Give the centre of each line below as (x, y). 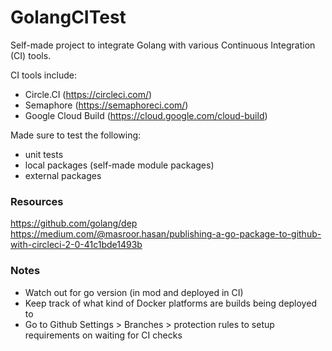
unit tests (44, 154)
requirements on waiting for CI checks (103, 335)
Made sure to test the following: (76, 135)
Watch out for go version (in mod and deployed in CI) (134, 292)
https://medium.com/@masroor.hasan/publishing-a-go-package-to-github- (166, 234)
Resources (37, 201)
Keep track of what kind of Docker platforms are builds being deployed (170, 303)
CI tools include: (43, 75)
